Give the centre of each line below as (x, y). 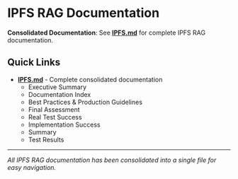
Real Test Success (55, 117)
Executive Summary (57, 87)
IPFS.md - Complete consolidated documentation (90, 79)
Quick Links (34, 63)
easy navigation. (32, 167)
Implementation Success (64, 125)
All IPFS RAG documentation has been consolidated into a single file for (112, 160)
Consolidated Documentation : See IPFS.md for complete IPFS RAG (107, 33)
